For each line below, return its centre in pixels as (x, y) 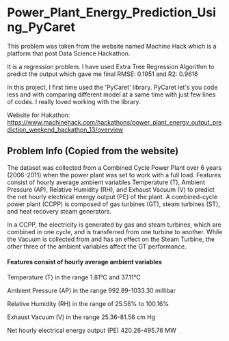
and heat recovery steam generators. (59, 211)
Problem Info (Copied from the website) (93, 151)
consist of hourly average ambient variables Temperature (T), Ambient (106, 182)
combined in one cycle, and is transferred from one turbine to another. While (115, 231)
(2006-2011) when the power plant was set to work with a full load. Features (114, 175)
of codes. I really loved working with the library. (74, 101)
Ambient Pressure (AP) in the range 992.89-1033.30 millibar (92, 290)
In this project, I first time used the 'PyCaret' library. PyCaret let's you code (112, 87)
